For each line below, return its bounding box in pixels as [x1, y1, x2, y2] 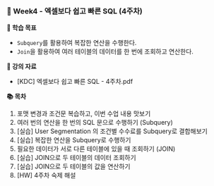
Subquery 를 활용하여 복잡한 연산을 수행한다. [16, 39, 137, 47]
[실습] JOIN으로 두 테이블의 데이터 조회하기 [16, 154, 136, 162]
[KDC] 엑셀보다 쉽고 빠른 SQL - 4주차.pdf [16, 77, 133, 86]
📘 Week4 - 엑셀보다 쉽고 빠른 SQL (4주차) [6, 6, 143, 15]
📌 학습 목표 [6, 23, 37, 32]
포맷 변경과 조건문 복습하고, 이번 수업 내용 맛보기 [16, 109, 151, 118]
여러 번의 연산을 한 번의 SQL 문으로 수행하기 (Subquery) [16, 118, 174, 127]
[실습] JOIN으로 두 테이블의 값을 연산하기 [16, 162, 131, 170]
